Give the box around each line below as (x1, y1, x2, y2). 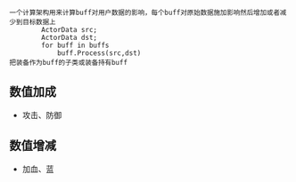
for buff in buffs (41, 41, 110, 50)
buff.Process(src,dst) (56, 49, 142, 58)
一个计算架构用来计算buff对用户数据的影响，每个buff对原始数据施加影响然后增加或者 (9, 8, 281, 17)
